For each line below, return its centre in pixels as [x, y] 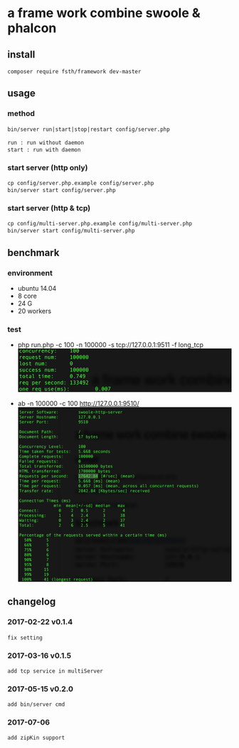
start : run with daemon [44, 150]
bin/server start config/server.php [62, 190]
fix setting [25, 638]
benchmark [33, 253]
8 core [27, 296]
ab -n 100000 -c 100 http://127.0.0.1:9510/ [79, 403]
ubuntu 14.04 [37, 288]
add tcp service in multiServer [55, 671]
